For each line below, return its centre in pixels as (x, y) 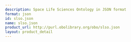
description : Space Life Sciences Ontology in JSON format (66, 9)
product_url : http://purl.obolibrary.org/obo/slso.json (62, 28)
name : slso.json (21, 23)
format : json (18, 14)
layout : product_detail (29, 32)
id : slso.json (19, 18)
